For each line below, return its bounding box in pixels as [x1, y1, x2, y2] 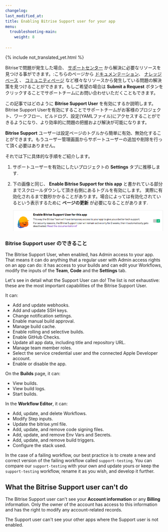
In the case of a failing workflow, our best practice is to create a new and [5, 452, 156, 458]
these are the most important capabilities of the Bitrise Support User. [5, 283, 147, 289]
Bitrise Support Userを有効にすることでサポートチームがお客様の [5, 107, 139, 113]
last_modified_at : [5, 13, 44, 19]
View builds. [12, 380, 38, 386]
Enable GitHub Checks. [12, 334, 61, 340]
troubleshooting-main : [10, 29, 57, 35]
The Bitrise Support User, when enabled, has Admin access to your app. [5, 252, 154, 258]
